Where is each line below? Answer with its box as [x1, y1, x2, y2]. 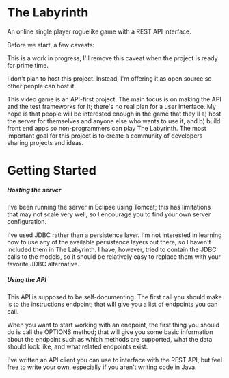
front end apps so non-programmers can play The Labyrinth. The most [7, 124, 206, 132]
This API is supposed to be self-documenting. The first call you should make [7, 293, 222, 301]
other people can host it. [7, 81, 77, 90]
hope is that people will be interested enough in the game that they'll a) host [7, 110, 221, 118]
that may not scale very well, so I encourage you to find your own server [7, 210, 211, 218]
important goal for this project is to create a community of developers [7, 131, 203, 140]
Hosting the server [7, 186, 62, 194]
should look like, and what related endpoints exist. [7, 342, 148, 351]
